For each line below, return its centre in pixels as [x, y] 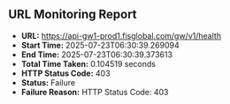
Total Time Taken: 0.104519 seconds [88, 63]
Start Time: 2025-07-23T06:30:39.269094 [100, 45]
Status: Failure [48, 82]
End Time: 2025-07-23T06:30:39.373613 [97, 54]
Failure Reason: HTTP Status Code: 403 [95, 92]
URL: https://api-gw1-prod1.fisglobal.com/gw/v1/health [121, 35]
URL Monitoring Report [73, 15]
